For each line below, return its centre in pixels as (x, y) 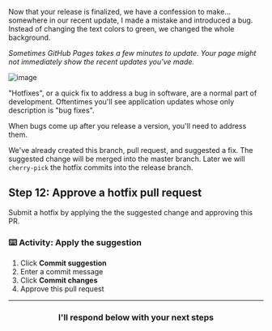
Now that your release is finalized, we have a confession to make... (120, 12)
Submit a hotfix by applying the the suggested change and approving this (131, 212)
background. (30, 37)
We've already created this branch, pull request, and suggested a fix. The (131, 150)
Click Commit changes (59, 280)
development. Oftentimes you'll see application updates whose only (121, 102)
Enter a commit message (62, 272)
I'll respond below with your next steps (136, 317)
